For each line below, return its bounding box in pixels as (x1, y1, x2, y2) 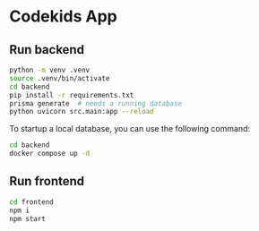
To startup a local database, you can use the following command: (9, 124, 251, 134)
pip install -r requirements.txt (9, 90, 134, 99)
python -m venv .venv (9, 65, 91, 74)
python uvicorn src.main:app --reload (9, 107, 154, 116)
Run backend (9, 42, 85, 57)
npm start (9, 214, 47, 223)
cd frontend (9, 197, 54, 207)
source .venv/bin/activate (9, 73, 110, 82)
